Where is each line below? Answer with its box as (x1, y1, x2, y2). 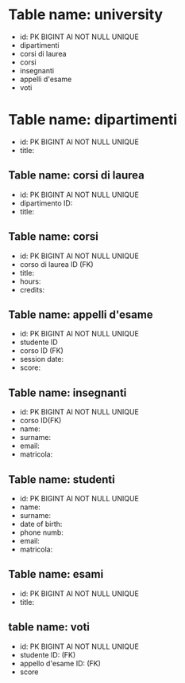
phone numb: (19, 528, 64, 537)
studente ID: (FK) (19, 650, 76, 659)
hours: (19, 277, 41, 286)
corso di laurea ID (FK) (19, 259, 94, 269)
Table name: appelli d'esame (8, 308, 153, 321)
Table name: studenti (8, 473, 115, 486)
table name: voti (8, 620, 90, 634)
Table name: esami (8, 567, 104, 581)
